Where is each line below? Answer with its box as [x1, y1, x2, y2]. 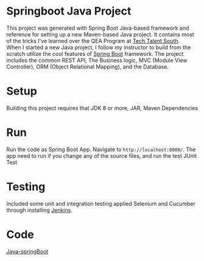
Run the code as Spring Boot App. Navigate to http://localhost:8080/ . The [6, 146, 196, 153]
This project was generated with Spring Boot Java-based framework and [6, 24, 189, 32]
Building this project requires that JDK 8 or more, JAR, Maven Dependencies [6, 104, 199, 112]
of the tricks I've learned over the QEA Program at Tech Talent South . [6, 37, 180, 44]
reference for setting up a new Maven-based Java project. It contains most [6, 30, 195, 38]
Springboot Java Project [6, 4, 132, 18]
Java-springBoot [6, 248, 49, 255]
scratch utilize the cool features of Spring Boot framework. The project [6, 50, 184, 57]
